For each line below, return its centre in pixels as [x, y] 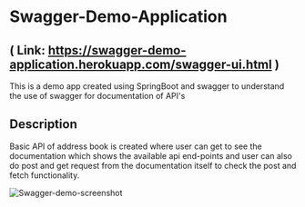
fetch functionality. [45, 175]
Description [43, 124]
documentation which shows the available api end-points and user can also [151, 155]
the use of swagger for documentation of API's [97, 96]
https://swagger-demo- [117, 50]
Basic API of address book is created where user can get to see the [136, 146]
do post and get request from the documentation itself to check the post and [153, 165]
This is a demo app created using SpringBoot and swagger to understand [147, 86]
